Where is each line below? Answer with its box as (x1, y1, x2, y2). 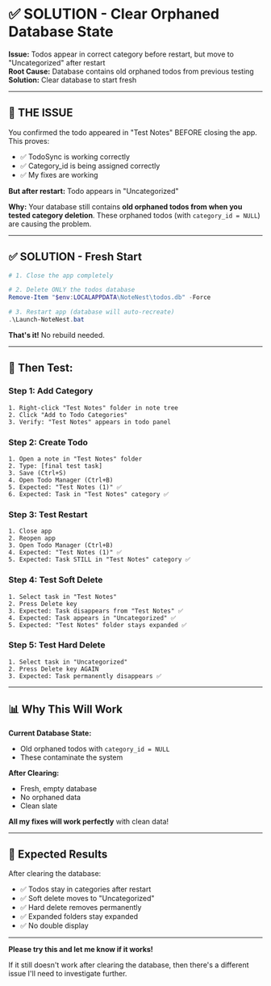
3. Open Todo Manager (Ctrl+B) (8, 541, 114, 550)
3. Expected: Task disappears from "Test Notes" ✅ (8, 607, 184, 615)
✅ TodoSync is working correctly (19, 151, 131, 162)
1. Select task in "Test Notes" (8, 592, 117, 600)
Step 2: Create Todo (8, 436, 89, 448)
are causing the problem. (8, 219, 92, 229)
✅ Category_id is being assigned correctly (19, 161, 161, 171)
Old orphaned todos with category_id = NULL (19, 744, 170, 753)
